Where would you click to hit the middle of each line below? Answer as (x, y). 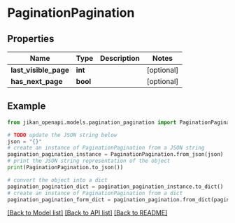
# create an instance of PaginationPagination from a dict (95, 193)
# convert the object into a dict (58, 180)
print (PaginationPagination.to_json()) (65, 168)
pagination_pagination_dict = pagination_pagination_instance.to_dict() (115, 187)
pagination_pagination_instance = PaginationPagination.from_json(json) (115, 154)
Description (120, 58)
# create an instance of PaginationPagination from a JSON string (106, 148)
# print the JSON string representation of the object (89, 161)
